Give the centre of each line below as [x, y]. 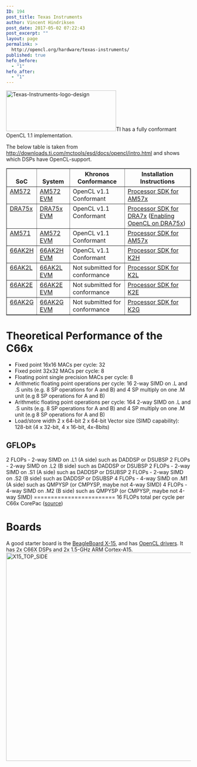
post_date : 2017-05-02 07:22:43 [45, 28]
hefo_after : [21, 72]
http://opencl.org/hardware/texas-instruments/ [71, 50]
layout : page [22, 39]
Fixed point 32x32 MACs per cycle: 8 [59, 371]
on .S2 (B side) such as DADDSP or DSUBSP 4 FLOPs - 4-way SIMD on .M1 [97, 478]
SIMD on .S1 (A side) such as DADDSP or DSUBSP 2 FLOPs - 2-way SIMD [95, 472]
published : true [26, 55]
